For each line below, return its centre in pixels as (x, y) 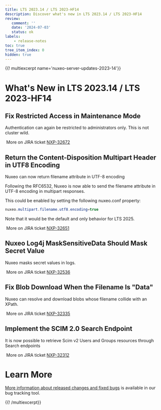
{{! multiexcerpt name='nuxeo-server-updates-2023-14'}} (63, 68)
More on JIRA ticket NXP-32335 (38, 314)
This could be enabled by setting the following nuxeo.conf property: (73, 201)
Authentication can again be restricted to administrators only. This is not (77, 128)
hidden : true (18, 55)
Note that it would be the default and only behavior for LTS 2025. (70, 219)
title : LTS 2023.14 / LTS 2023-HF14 (42, 9)
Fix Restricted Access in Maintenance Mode (73, 116)
